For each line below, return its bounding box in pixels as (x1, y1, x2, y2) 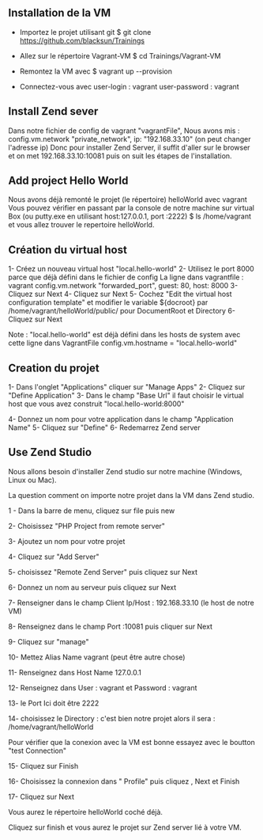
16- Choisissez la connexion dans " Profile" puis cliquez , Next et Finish (8, 776, 240, 786)
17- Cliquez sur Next (8, 792, 75, 801)
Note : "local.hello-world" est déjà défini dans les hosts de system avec (8, 330, 241, 340)
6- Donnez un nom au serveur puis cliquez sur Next (8, 582, 177, 592)
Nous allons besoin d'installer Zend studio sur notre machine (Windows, (8, 466, 242, 476)
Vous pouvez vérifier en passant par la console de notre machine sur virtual (8, 203, 255, 213)
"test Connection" (8, 746, 67, 755)
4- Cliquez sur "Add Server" (8, 552, 100, 561)
